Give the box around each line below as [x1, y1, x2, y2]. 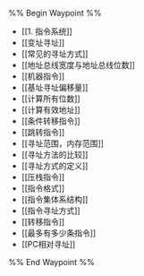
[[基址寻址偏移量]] [21, 82, 89, 92]
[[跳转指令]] [21, 127, 65, 137]
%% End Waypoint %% [8, 257, 95, 267]
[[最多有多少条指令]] [21, 228, 97, 238]
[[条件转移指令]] [21, 116, 81, 126]
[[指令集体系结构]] [21, 194, 89, 204]
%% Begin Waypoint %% [8, 8, 102, 18]
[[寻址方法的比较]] [21, 150, 89, 160]
